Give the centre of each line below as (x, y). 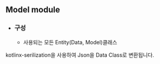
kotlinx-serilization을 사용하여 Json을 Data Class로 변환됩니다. (80, 55)
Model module (33, 10)
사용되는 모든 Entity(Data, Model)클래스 (70, 42)
